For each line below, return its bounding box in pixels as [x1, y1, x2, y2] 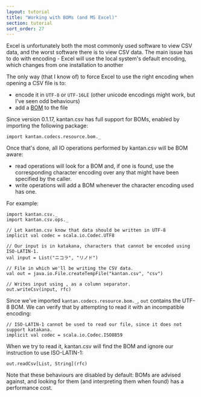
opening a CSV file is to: [6, 80, 66, 87]
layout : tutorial [6, 8, 50, 15]
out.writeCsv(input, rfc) [6, 287, 71, 293]
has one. [14, 188, 37, 195]
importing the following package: [6, 122, 89, 130]
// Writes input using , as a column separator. [6, 281, 131, 287]
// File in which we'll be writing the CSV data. [6, 265, 134, 272]
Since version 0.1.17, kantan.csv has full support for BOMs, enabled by [6, 116, 180, 123]
